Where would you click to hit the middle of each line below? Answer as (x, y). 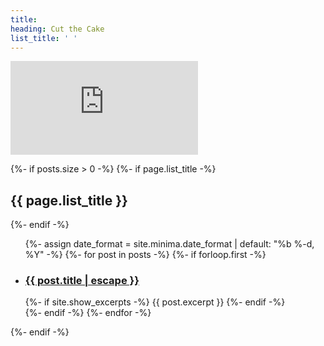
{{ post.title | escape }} (82, 281)
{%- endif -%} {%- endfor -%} (88, 313)
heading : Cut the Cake (57, 29)
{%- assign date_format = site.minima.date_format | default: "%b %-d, (169, 244)
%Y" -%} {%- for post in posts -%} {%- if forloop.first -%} (145, 255)
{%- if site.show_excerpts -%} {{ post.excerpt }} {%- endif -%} (155, 302)
